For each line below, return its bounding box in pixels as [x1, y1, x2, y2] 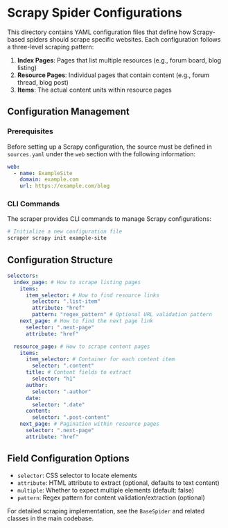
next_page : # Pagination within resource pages [19, 420, 159, 428]
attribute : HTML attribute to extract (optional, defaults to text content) [17, 478, 220, 487]
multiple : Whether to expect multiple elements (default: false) [17, 486, 195, 494]
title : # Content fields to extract [25, 369, 132, 376]
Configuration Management [7, 106, 130, 117]
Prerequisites [7, 126, 53, 136]
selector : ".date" [32, 401, 85, 408]
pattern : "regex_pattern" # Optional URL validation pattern [32, 311, 213, 318]
